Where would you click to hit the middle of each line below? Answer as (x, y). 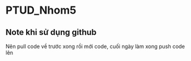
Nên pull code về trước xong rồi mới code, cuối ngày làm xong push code (95, 46)
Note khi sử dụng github (51, 32)
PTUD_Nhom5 (41, 10)
